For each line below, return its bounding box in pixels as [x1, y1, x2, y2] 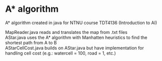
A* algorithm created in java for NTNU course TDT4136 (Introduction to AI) [5, 20, 158, 26]
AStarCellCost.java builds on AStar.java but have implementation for [5, 45, 144, 51]
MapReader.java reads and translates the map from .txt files [5, 29, 128, 35]
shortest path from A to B [5, 39, 57, 45]
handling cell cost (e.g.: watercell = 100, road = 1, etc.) [5, 50, 116, 56]
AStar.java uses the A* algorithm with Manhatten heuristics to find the [5, 34, 148, 40]
